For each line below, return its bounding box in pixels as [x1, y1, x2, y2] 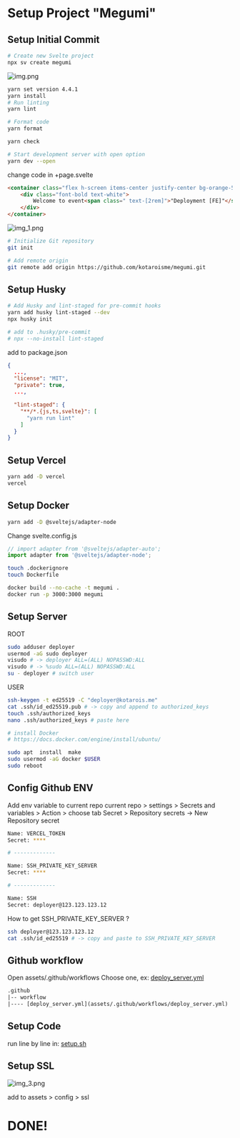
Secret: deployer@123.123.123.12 [7, 901, 107, 908]
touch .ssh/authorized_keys [7, 710, 91, 717]
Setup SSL [7, 1060, 55, 1072]
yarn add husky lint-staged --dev [7, 309, 111, 316]
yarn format [7, 125, 43, 133]
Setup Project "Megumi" [7, 5, 156, 21]
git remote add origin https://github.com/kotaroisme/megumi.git [7, 263, 206, 271]
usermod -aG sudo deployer [7, 650, 88, 658]
